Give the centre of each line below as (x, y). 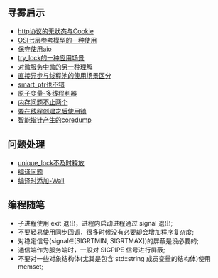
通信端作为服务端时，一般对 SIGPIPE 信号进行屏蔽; (91, 250)
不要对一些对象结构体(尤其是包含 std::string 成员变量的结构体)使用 (114, 259)
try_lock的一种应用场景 (51, 57)
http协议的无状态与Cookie (56, 31)
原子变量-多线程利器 (47, 93)
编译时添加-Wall (41, 180)
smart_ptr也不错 (41, 84)
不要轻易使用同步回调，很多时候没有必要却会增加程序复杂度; (106, 232)
